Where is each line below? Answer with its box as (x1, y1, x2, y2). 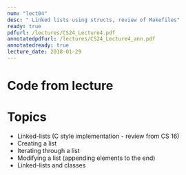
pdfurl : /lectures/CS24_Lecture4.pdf (7, 29, 116, 36)
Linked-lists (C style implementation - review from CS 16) (17, 132, 180, 140)
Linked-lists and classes (17, 161, 86, 169)
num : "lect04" (7, 10, 48, 17)
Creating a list (17, 139, 57, 148)
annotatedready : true (7, 42, 70, 49)
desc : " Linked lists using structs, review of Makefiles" (7, 16, 180, 23)
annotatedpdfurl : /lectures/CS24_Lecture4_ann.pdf (7, 36, 156, 43)
